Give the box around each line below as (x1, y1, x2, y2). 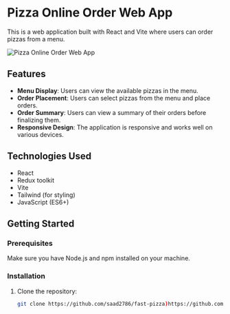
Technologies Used (7, 150, 91, 163)
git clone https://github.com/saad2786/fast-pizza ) (16, 300, 168, 307)
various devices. (16, 130, 64, 138)
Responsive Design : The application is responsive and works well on (16, 123, 213, 132)
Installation (7, 271, 46, 281)
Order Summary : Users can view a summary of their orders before (16, 108, 207, 116)
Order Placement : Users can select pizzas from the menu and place (16, 94, 211, 102)
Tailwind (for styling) (16, 191, 76, 199)
